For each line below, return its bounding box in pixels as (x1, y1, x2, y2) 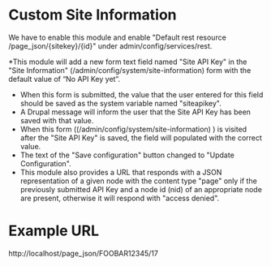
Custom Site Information (8, 6, 177, 24)
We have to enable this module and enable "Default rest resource (8, 32, 227, 42)
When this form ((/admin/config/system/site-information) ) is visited (19, 124, 247, 134)
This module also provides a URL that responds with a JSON (19, 167, 222, 177)
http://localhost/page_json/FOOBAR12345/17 (8, 248, 158, 258)
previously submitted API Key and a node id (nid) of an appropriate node (19, 184, 262, 194)
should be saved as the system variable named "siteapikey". (19, 98, 222, 108)
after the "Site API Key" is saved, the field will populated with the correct (19, 132, 262, 143)
